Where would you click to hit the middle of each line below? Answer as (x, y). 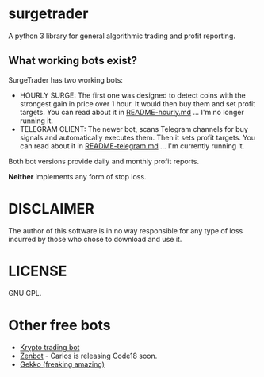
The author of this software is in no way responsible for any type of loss (126, 230)
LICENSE (38, 271)
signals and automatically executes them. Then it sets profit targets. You (138, 137)
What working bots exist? (73, 61)
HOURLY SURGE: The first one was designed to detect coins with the (132, 95)
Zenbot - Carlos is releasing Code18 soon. (88, 356)
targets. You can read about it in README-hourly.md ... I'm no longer (132, 112)
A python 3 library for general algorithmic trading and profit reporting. (122, 36)
